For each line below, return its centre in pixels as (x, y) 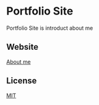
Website (22, 47)
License (22, 81)
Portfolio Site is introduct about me (50, 28)
